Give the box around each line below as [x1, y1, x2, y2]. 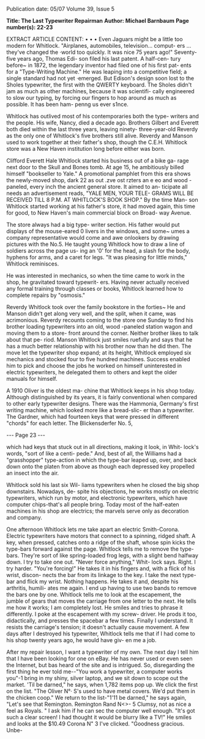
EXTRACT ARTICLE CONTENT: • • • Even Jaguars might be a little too [6, 36, 183, 42]
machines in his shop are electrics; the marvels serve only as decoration [6, 507, 189, 515]
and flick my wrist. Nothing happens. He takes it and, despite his [16, 578, 179, 585]
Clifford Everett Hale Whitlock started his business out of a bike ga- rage [6, 157, 189, 164]
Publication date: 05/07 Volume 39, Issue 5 [6, 6, 115, 12]
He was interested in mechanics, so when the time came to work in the [6, 272, 185, 279]
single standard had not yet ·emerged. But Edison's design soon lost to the [6, 75, 195, 82]
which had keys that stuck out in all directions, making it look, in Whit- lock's [6, 443, 199, 450]
